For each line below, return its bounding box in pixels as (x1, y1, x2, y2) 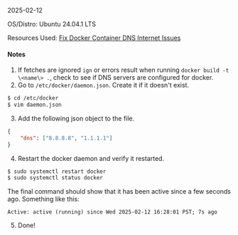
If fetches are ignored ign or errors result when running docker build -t (17, 66, 229, 74)
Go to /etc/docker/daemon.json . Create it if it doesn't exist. (17, 81, 190, 90)
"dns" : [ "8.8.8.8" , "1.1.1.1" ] (20, 135, 113, 142)
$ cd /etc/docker (7, 95, 59, 102)
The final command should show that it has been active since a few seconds (7, 187, 231, 196)
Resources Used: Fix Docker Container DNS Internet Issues (7, 33, 181, 42)
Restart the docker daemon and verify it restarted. (17, 154, 165, 162)
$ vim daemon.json (7, 101, 62, 109)
